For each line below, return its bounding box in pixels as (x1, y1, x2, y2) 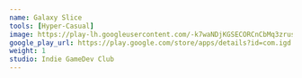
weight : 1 (9, 47, 47, 56)
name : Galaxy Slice (9, 13, 83, 22)
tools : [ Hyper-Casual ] (9, 22, 94, 30)
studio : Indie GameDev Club (9, 55, 115, 64)
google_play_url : (9, 38, 75, 48)
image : (9, 30, 34, 39)
